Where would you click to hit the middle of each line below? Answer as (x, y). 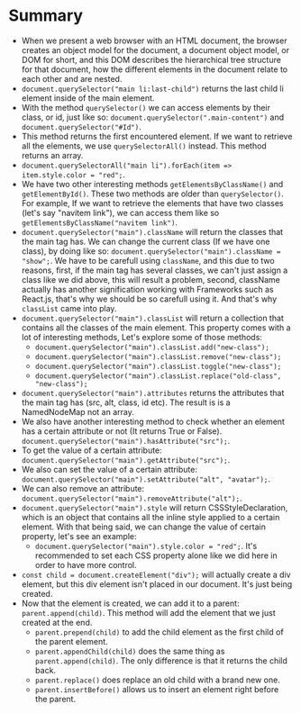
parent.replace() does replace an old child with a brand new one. (157, 680)
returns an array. (52, 155)
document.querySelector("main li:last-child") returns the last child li (153, 88)
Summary (46, 16)
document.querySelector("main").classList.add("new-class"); (152, 347)
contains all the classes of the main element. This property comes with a (156, 327)
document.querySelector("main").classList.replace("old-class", (158, 376)
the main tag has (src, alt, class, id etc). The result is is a (126, 402)
